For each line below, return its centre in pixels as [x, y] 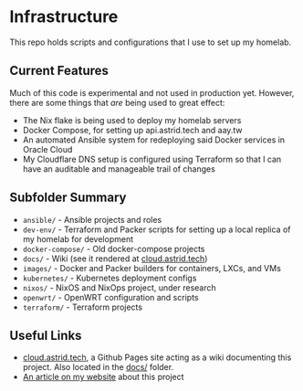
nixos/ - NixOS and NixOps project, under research [119, 287]
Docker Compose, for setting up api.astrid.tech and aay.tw [133, 130]
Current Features [59, 71]
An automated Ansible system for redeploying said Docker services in [154, 140]
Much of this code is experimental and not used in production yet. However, [152, 92]
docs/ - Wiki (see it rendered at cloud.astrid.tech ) [115, 259]
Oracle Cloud [47, 149]
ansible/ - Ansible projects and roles [92, 219]
